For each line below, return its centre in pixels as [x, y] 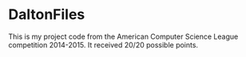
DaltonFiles [47, 15]
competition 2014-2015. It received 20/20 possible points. [103, 44]
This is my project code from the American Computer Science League [123, 36]
